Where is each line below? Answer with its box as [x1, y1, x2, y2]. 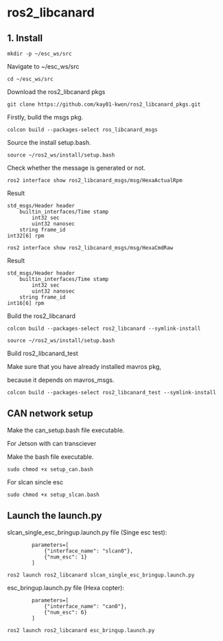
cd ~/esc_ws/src [7, 76, 54, 82]
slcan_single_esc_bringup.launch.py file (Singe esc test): [7, 528, 167, 537]
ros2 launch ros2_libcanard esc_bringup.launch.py [7, 627, 155, 633]
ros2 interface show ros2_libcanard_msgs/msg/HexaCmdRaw [7, 245, 174, 251]
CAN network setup [7, 407, 94, 420]
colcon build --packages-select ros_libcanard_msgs [7, 126, 158, 133]
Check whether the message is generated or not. [7, 164, 146, 172]
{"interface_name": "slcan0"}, [43, 548, 134, 554]
